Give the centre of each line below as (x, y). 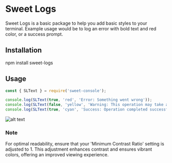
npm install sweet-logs (29, 63)
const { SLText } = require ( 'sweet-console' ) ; (56, 90)
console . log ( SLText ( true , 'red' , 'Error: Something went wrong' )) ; (79, 100)
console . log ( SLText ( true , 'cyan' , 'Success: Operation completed (76, 110)
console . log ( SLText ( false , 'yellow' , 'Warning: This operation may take (84, 105)
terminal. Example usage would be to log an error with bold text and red (81, 28)
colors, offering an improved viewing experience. (57, 155)
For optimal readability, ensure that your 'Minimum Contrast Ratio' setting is (85, 144)
